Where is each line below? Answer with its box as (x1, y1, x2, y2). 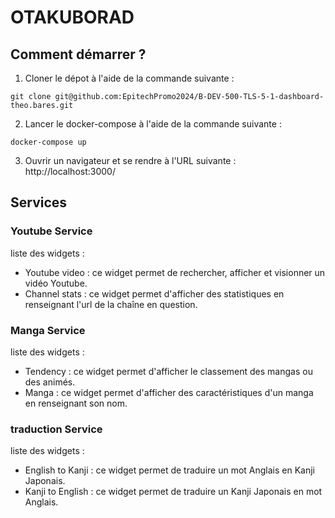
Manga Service (10, 323, 86, 337)
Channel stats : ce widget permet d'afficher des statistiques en (24, 287, 285, 300)
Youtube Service (10, 224, 93, 238)
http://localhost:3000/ (24, 166, 116, 177)
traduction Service (10, 422, 103, 436)
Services (10, 194, 68, 211)
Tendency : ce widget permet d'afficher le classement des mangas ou (24, 365, 313, 377)
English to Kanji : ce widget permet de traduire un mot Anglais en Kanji (24, 464, 316, 476)
